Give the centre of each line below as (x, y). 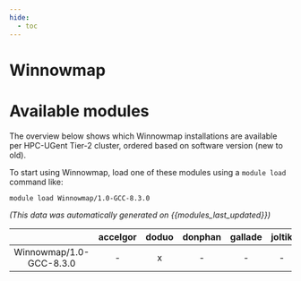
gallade (246, 236)
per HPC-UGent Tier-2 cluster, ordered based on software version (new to (146, 145)
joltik (282, 236)
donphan (202, 236)
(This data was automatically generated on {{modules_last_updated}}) (140, 215)
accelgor (117, 236)
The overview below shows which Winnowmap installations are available (143, 136)
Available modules (79, 111)
